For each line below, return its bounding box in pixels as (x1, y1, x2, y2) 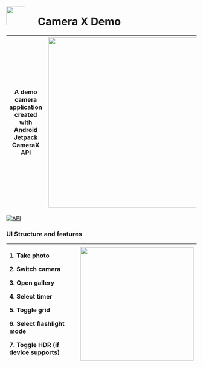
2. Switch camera (9, 265, 61, 274)
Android (14, 125, 38, 134)
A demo (14, 88, 37, 96)
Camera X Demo (37, 15, 121, 28)
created (14, 110, 37, 119)
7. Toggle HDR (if (9, 341, 59, 349)
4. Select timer (9, 293, 53, 301)
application (9, 103, 42, 111)
